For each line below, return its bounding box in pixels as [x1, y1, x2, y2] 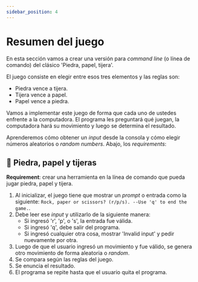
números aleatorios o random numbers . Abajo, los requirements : [6, 140, 167, 147]
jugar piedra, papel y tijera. [6, 180, 74, 187]
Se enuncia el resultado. [14, 262, 75, 269]
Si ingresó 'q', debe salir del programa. [24, 224, 121, 231]
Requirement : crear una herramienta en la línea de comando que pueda [6, 173, 185, 181]
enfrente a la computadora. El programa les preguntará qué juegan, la [6, 115, 180, 123]
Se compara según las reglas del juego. [14, 256, 113, 263]
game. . [14, 205, 31, 212]
